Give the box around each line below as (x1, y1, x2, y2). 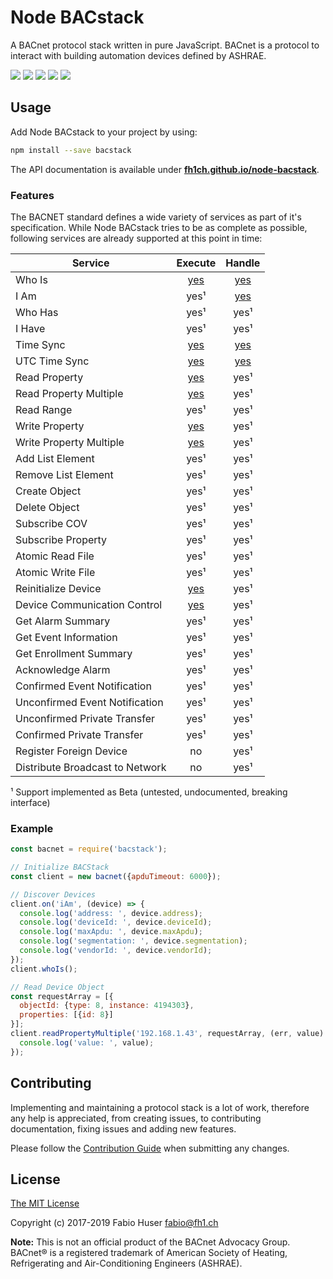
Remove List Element (15, 467, 114, 481)
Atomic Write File (15, 565, 96, 579)
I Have (15, 321, 46, 335)
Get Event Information (15, 630, 118, 644)
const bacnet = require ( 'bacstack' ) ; (10, 844, 168, 855)
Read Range (15, 402, 73, 416)
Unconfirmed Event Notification (15, 695, 164, 709)
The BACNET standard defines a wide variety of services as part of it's (10, 211, 302, 223)
